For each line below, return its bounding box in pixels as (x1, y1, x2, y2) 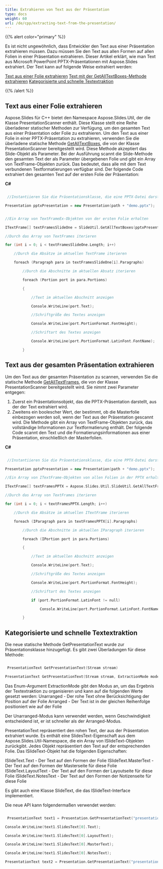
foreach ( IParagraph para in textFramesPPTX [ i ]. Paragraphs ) (14, 519, 138, 524)
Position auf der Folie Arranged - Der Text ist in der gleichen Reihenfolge (5, 698, 150, 704)
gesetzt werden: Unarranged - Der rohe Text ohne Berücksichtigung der (5, 693, 149, 699)
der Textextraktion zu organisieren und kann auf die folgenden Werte (5, 688, 143, 694)
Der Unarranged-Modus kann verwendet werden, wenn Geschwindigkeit (5, 713, 150, 719)
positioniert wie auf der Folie (5, 704, 62, 709)
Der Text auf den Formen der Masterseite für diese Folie (5, 762, 117, 769)
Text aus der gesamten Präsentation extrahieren (5, 361, 154, 369)
